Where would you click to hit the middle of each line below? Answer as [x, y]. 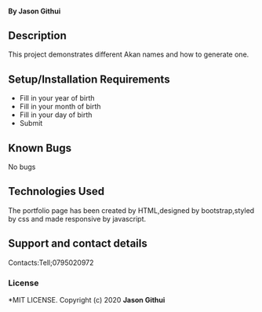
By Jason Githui [35, 11]
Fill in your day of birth [56, 115]
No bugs [22, 167]
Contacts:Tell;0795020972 [51, 262]
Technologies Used [56, 191]
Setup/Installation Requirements [89, 79]
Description [37, 35]
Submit [31, 123]
